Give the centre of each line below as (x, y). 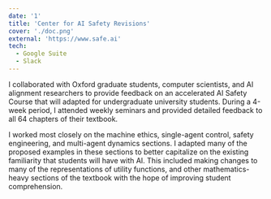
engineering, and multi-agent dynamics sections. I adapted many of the (128, 143)
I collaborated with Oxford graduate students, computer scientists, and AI (131, 84)
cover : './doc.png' (41, 31)
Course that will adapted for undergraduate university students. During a (130, 102)
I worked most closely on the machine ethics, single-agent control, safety (131, 134)
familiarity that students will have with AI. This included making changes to (133, 160)
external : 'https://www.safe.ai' (65, 39)
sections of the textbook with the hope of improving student (131, 177)
